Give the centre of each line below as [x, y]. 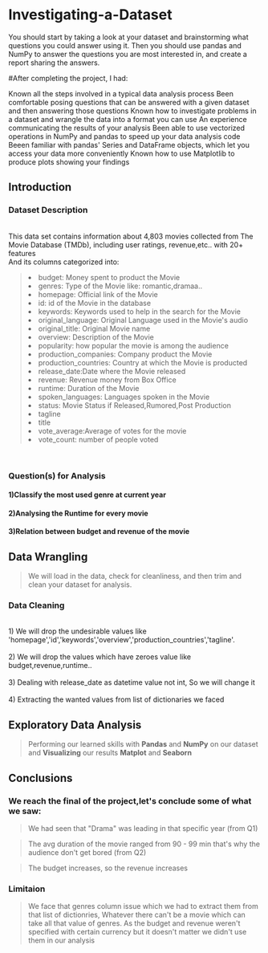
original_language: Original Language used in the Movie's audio [143, 320]
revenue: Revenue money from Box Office [107, 380]
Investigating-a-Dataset [90, 15]
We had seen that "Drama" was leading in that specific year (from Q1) [143, 828]
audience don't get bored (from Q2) [87, 852]
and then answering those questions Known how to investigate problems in [132, 111]
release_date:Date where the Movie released [112, 371]
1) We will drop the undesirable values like [77, 631]
